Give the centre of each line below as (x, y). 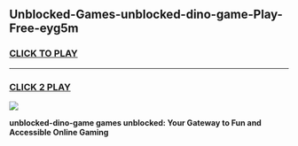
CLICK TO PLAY (43, 54)
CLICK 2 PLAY (40, 87)
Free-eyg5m (44, 29)
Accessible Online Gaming (59, 132)
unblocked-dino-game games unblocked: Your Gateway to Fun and (135, 122)
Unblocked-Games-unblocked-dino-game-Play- (146, 15)
